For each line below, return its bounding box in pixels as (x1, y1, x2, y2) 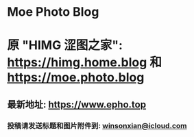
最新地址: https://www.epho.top (7, 99, 146, 110)
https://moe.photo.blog (7, 70, 145, 86)
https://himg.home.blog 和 (7, 55, 162, 71)
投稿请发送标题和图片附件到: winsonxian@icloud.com (7, 121, 187, 130)
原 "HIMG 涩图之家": (7, 38, 123, 53)
